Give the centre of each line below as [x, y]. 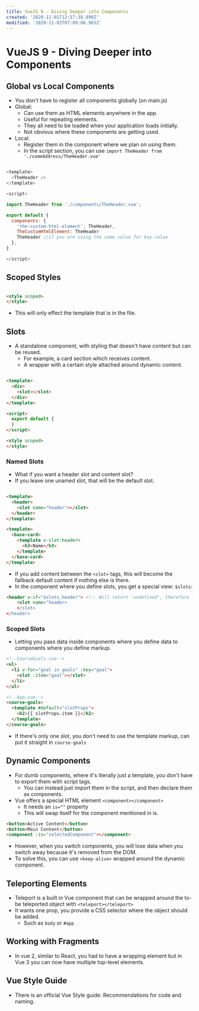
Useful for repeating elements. [61, 120]
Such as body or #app [49, 923]
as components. [43, 794]
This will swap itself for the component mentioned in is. [91, 813]
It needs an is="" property [56, 807]
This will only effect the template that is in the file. [75, 313]
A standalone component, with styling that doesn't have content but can [103, 346]
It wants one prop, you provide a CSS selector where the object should [101, 910]
